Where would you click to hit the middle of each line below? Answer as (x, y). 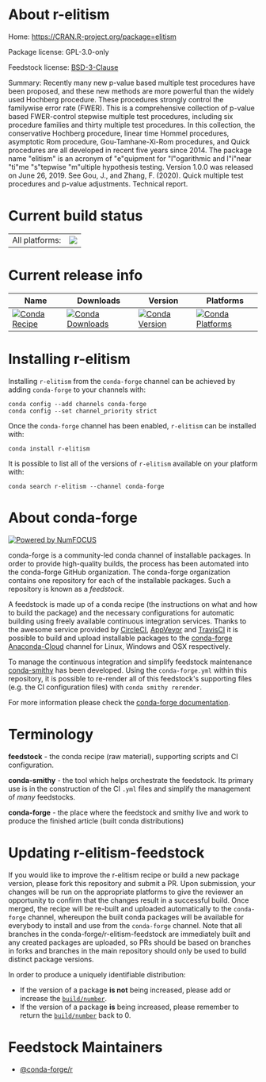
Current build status (76, 216)
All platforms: (37, 240)
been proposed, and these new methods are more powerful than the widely (131, 91)
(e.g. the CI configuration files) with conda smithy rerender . (105, 687)
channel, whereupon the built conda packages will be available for (135, 917)
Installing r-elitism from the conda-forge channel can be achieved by (122, 381)
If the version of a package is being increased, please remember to (129, 1007)
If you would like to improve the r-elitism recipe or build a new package (124, 875)
